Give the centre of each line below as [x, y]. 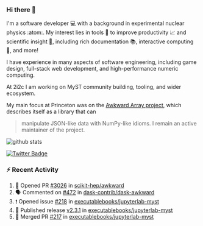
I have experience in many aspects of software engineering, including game [101, 62]
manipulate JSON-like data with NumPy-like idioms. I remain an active [109, 124]
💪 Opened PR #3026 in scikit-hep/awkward [69, 185]
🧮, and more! [22, 51]
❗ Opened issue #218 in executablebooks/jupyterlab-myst [87, 201]
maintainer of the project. [53, 130]
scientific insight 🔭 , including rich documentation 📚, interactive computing [100, 41]
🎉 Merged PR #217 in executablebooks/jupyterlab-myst [84, 216]
